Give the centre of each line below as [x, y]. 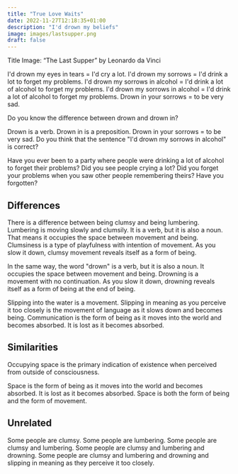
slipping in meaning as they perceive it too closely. [81, 463]
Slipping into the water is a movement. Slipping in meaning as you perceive [117, 303]
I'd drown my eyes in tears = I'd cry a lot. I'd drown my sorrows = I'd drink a [118, 74]
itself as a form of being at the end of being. [72, 288]
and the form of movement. [47, 400]
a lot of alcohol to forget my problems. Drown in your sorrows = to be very [116, 97]
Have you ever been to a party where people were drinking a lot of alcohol [116, 161]
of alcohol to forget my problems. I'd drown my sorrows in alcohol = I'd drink [119, 89]
